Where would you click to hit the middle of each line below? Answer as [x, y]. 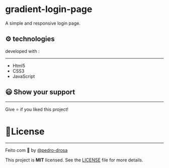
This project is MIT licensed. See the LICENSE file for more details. [74, 160]
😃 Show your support [40, 92]
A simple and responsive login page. [43, 23]
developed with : [22, 51]
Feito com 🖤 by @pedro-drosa [36, 150]
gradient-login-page [49, 9]
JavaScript [24, 76]
